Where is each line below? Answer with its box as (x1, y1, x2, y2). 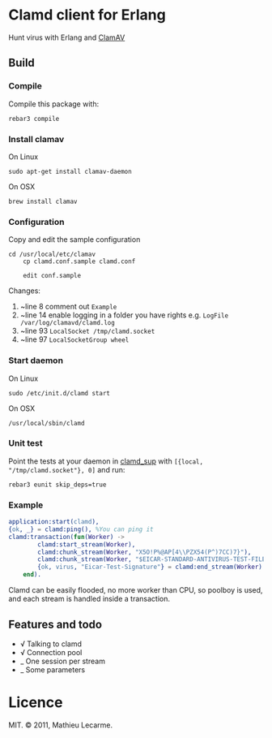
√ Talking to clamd (19, 639, 83, 649)
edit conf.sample (23, 272, 82, 280)
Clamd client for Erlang (8, 6, 166, 24)
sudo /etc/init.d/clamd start (8, 389, 111, 397)
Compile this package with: (8, 99, 100, 109)
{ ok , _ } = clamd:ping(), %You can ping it (8, 525, 154, 533)
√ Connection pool (19, 647, 83, 657)
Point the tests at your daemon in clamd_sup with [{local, (8, 456, 204, 466)
